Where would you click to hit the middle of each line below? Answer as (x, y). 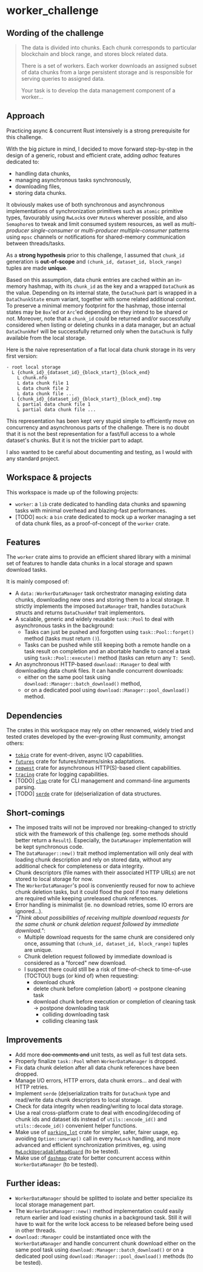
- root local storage (34, 367)
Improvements (34, 1040)
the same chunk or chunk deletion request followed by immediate (97, 924)
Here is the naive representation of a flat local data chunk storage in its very (101, 349)
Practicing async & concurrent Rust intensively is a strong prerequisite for (98, 131)
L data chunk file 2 (43, 388)
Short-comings (36, 813)
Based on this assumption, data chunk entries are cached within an (90, 279)
